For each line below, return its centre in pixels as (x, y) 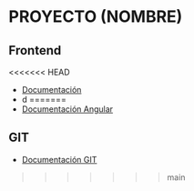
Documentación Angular (67, 109)
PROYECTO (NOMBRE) (96, 17)
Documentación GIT (59, 159)
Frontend (35, 50)
